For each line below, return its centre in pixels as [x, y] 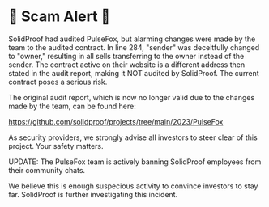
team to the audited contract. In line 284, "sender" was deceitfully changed [134, 47]
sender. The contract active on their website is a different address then [127, 65]
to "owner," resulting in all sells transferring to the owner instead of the [126, 56]
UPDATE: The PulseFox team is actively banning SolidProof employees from [135, 162]
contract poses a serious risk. [58, 82]
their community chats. [47, 170]
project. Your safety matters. [56, 146]
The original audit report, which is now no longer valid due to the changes [132, 97]
